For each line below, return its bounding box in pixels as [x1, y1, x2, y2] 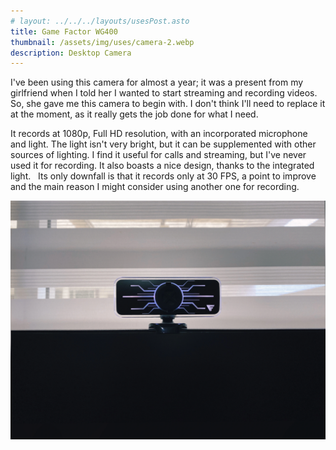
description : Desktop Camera [10, 48, 132, 58]
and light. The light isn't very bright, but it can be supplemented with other [10, 138, 317, 150]
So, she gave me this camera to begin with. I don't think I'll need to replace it [10, 98, 326, 110]
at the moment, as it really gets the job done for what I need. [10, 108, 259, 120]
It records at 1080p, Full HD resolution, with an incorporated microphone [10, 128, 308, 140]
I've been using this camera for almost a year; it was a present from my [10, 76, 304, 89]
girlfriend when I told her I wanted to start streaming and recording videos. [10, 87, 318, 99]
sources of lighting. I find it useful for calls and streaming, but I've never [10, 149, 307, 161]
